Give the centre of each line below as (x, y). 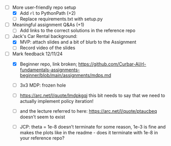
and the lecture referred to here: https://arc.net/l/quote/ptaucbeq (88, 111)
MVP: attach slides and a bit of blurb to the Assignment (78, 42)
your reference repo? (42, 138)
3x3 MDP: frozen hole (43, 85)
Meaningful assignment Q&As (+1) (48, 25)
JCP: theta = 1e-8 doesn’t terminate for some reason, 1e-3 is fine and (93, 127)
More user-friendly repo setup (44, 7)
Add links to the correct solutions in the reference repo (78, 31)
